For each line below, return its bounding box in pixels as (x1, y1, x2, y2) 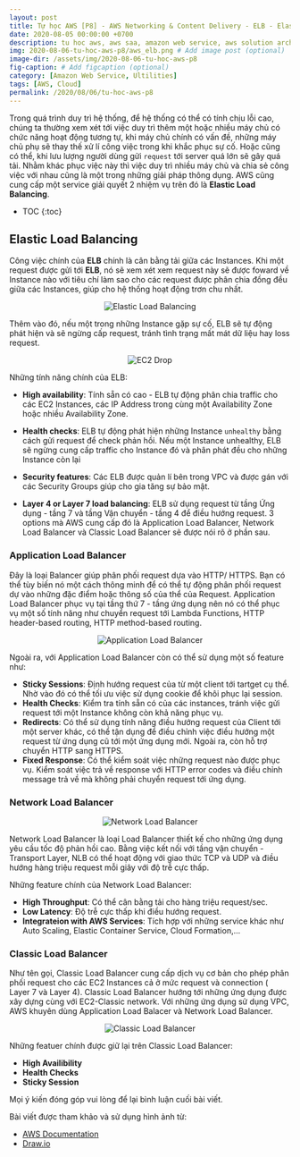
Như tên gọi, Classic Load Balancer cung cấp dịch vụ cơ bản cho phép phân (9, 967, 289, 979)
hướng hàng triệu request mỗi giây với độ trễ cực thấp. (9, 862, 210, 873)
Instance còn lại (21, 454, 81, 465)
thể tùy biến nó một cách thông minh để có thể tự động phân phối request (9, 578, 281, 590)
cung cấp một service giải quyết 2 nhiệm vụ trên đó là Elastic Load (9, 179, 256, 190)
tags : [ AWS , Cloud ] (9, 80, 82, 89)
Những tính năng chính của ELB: (9, 372, 128, 383)
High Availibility (21, 1058, 83, 1068)
